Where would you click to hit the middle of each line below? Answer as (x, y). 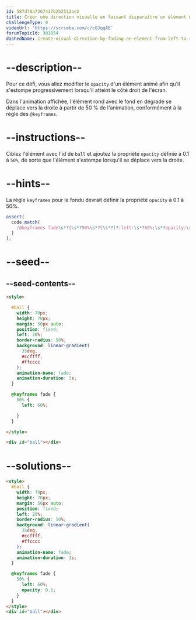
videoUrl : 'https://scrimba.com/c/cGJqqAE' (60, 28)
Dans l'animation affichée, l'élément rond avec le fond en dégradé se (89, 101)
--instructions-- (46, 138)
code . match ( (26, 222)
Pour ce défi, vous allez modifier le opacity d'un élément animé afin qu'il (93, 84)
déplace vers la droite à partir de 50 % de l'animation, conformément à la (94, 107)
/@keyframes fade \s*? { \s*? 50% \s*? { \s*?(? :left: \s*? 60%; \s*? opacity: (101, 228)
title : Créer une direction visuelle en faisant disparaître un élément (96, 17)
